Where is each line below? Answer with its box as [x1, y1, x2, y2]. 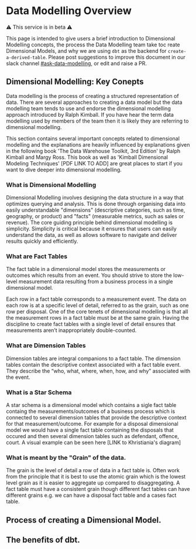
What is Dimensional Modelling [6, 181, 97, 189]
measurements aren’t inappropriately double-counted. [6, 327, 137, 334]
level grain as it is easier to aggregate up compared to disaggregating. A [6, 479, 180, 486]
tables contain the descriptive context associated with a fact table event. [6, 361, 181, 368]
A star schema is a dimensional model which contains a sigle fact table [6, 401, 177, 408]
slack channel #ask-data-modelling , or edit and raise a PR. [6, 60, 147, 67]
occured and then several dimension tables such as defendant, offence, [6, 432, 180, 439]
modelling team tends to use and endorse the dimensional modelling [6, 104, 171, 112]
